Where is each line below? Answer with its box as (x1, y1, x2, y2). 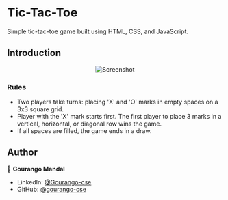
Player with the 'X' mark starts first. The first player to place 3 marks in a (16, 113, 222, 121)
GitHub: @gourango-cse (16, 185, 87, 193)
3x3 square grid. (16, 105, 64, 113)
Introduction (7, 47, 62, 59)
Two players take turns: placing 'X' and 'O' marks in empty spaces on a (16, 98, 218, 106)
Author (7, 147, 38, 158)
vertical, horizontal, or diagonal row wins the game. (16, 119, 162, 128)
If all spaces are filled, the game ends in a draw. (16, 127, 152, 135)
